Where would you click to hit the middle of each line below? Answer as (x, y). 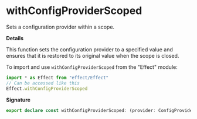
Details (15, 38)
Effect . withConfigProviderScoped (47, 89)
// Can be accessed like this (43, 83)
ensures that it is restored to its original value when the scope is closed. (93, 55)
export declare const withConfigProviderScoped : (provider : (81, 110)
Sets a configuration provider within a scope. (60, 27)
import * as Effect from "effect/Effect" (57, 78)
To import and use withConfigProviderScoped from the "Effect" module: (92, 67)
